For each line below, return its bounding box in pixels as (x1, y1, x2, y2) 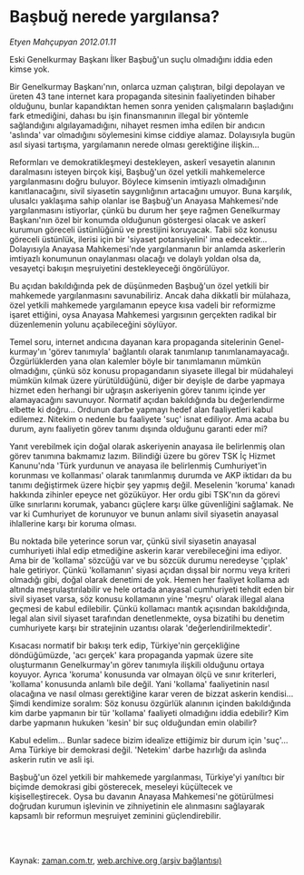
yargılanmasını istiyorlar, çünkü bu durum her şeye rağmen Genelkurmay (9, 204, 281, 215)
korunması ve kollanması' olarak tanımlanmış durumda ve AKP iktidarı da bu (9, 469, 292, 480)
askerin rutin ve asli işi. (9, 753, 95, 764)
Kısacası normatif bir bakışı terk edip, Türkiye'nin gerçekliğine (9, 640, 240, 651)
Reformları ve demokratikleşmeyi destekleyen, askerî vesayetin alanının (9, 156, 276, 167)
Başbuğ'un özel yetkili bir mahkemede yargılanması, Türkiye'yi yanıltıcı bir (9, 772, 285, 782)
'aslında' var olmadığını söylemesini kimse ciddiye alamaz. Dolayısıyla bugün (9, 129, 296, 140)
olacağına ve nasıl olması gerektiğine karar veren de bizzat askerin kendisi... (9, 688, 294, 699)
